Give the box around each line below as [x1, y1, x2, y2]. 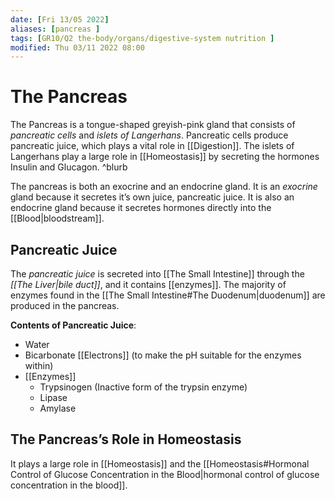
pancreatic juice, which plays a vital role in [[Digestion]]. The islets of [10, 140, 295, 152]
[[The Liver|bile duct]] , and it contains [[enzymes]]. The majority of [10, 279, 287, 290]
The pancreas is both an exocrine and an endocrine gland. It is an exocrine [10, 181, 318, 193]
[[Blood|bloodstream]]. [10, 212, 105, 225]
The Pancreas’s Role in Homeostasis [10, 431, 242, 448]
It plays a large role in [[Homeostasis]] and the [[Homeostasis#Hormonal [10, 457, 310, 470]
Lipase [39, 392, 68, 403]
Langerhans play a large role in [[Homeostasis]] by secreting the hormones [10, 151, 320, 163]
